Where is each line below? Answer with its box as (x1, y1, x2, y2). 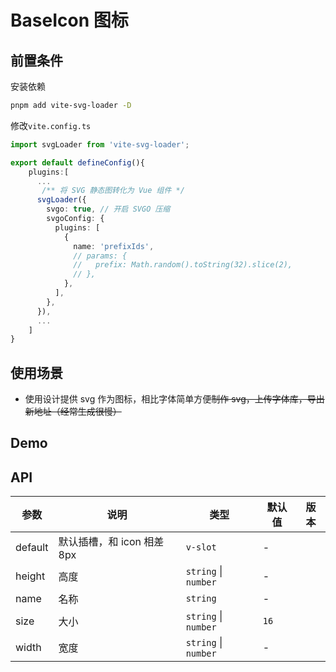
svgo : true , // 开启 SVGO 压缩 (46, 204, 171, 215)
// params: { (73, 251, 128, 261)
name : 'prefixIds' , (73, 241, 155, 251)
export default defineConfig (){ (10, 157, 145, 168)
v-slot (185, 542, 217, 553)
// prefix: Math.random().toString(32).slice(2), (73, 260, 293, 270)
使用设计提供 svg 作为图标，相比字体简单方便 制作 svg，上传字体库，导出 (24, 393, 325, 405)
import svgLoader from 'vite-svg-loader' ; (10, 139, 190, 150)
